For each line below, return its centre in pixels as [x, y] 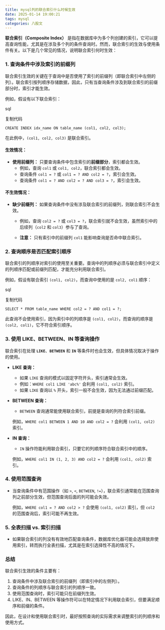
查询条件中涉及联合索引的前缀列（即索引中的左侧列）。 [67, 581]
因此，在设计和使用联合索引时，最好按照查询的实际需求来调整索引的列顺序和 [82, 616]
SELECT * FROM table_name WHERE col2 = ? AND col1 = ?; [63, 309]
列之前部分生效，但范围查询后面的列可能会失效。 [62, 497]
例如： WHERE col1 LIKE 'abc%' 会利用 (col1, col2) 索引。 [78, 384]
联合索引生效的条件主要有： [33, 571]
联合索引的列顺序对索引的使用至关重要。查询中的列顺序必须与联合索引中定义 [82, 263]
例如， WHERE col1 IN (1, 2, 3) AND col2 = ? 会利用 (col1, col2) [79, 459]
